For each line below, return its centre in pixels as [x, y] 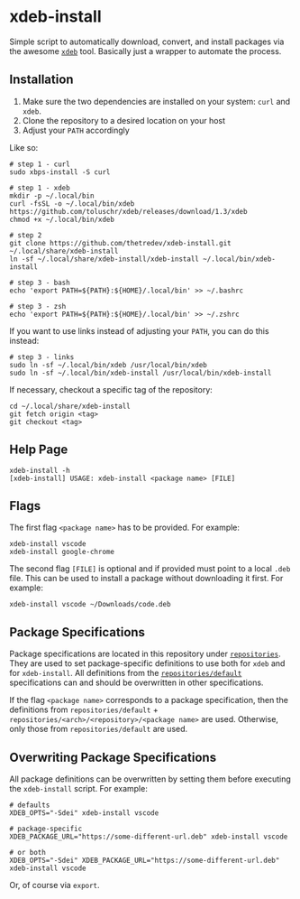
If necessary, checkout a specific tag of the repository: [111, 389]
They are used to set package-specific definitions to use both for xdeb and [147, 663]
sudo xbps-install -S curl [60, 172]
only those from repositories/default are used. [99, 729]
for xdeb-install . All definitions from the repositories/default [126, 673]
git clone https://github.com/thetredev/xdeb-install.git [120, 243]
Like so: [24, 147]
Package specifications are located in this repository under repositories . [145, 654]
